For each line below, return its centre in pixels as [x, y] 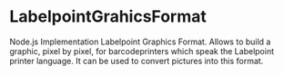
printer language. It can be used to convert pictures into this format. [137, 61]
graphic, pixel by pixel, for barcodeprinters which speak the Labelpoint [142, 51]
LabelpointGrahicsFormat [108, 17]
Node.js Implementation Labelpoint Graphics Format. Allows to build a [140, 42]
